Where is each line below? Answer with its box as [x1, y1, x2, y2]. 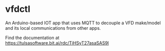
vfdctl [5, 3, 30, 15]
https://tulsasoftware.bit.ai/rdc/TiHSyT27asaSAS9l [5, 40, 109, 46]
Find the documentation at [5, 35, 59, 41]
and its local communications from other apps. [5, 25, 101, 31]
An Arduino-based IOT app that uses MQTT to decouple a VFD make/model [5, 20, 161, 26]
